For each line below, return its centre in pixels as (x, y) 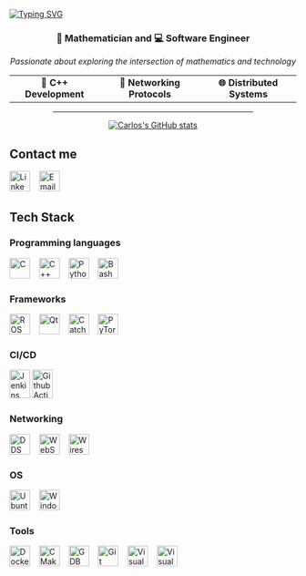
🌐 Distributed (248, 83)
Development (55, 94)
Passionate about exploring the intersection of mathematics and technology (153, 62)
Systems (249, 94)
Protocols (150, 94)
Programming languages (65, 243)
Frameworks (38, 299)
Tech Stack (42, 217)
